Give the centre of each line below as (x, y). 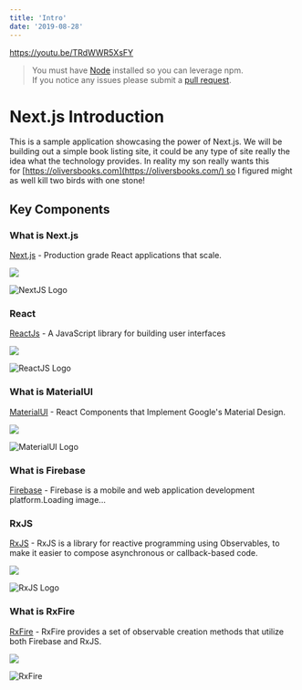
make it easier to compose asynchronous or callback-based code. (134, 553)
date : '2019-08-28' (47, 26)
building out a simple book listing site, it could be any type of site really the (150, 152)
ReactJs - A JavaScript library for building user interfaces (118, 333)
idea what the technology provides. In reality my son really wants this (140, 162)
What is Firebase (47, 470)
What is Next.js (44, 235)
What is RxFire (42, 612)
